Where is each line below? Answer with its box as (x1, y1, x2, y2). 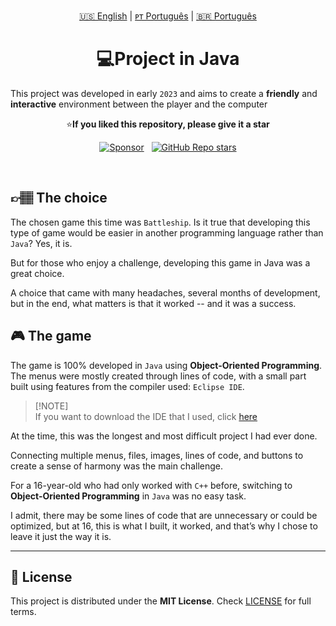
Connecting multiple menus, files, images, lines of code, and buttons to (10, 449, 304, 461)
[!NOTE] (34, 400, 69, 412)
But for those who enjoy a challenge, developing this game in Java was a (10, 256, 311, 269)
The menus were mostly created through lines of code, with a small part (10, 370, 307, 382)
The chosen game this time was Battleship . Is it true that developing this (10, 216, 311, 228)
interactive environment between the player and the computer (10, 98, 268, 110)
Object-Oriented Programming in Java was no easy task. (10, 490, 247, 502)
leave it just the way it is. (10, 530, 112, 542)
